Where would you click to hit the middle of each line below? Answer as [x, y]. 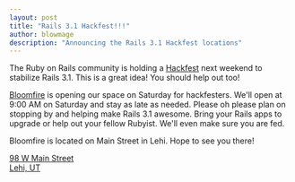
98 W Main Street [42, 159]
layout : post [34, 17]
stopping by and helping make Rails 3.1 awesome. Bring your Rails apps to [146, 114]
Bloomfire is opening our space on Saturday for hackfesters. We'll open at [146, 95]
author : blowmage [42, 34]
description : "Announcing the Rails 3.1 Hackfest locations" [126, 43]
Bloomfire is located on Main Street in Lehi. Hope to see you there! [132, 141]
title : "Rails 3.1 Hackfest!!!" [69, 26]
